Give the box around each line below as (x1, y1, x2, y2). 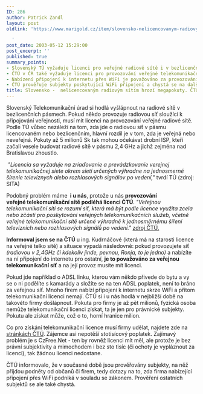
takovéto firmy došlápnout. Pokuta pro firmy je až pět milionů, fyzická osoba (6, 299, 196, 306)
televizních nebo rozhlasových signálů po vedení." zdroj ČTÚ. (6, 224, 159, 231)
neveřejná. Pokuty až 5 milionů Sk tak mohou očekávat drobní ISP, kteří (6, 136, 184, 143)
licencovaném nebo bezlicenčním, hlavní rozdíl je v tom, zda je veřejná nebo (6, 130, 196, 137)
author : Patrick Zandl (6, 15, 63, 21)
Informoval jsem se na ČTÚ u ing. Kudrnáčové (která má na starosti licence (6, 236, 195, 243)
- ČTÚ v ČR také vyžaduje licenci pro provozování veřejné (6, 70, 158, 76)
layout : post (6, 20, 39, 26)
